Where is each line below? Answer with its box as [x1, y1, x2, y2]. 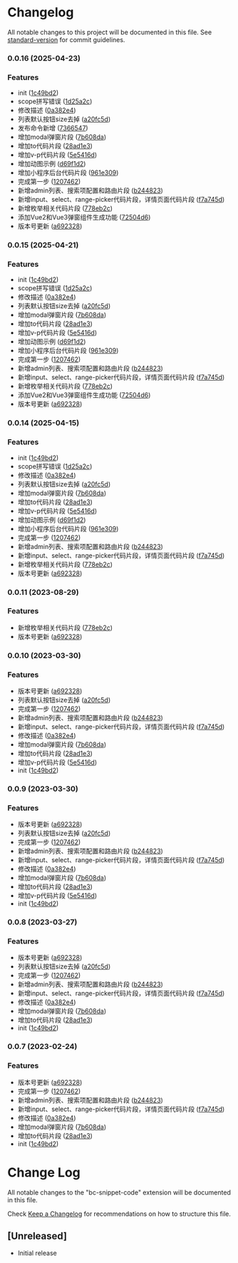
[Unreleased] [7, 1230, 68, 1242]
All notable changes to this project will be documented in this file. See [7, 28, 212, 36]
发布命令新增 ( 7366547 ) [17, 124, 88, 133]
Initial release [17, 1249, 57, 1257]
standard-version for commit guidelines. [7, 35, 125, 44]
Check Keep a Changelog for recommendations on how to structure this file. [7, 1210, 232, 1218]
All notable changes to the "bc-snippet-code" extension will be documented [7, 1188, 232, 1197]
